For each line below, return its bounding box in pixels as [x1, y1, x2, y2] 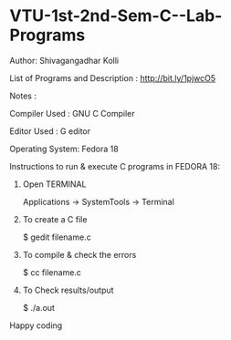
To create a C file [22, 213, 88, 224]
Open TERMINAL [22, 179, 87, 190]
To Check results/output [22, 284, 114, 295]
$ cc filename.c [22, 266, 82, 278]
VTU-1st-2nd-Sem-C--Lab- [9, 5, 223, 26]
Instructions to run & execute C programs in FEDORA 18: [9, 160, 221, 171]
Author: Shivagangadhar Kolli [9, 55, 120, 66]
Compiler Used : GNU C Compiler [9, 108, 135, 118]
